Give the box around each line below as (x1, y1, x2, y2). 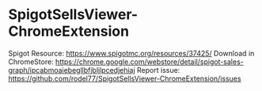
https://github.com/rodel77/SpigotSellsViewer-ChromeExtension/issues (8, 74, 241, 83)
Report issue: (137, 65, 180, 74)
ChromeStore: (8, 57, 54, 66)
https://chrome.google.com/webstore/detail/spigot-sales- (55, 57, 244, 66)
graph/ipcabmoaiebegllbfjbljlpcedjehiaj (8, 65, 136, 74)
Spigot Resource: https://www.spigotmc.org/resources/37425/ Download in (8, 48, 255, 58)
